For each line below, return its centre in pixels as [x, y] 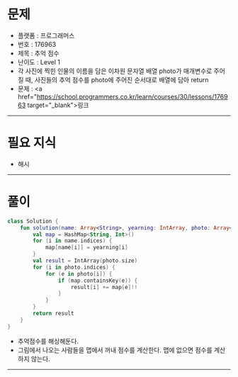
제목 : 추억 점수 [38, 53]
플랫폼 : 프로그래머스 [46, 35]
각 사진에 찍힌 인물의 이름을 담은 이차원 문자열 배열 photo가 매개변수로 [115, 71]
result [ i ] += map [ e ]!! [104, 287]
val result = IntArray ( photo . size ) [85, 261]
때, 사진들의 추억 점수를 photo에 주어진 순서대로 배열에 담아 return [117, 79]
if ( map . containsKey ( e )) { [98, 281]
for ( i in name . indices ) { [73, 241]
